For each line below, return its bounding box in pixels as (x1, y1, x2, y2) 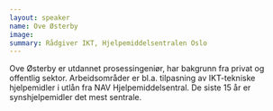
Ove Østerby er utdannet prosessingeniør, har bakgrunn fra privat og (9, 63, 265, 74)
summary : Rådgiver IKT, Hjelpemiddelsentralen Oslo (9, 38, 207, 48)
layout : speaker (9, 13, 70, 23)
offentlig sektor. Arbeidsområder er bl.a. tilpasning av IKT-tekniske (9, 73, 256, 84)
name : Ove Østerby (9, 22, 78, 31)
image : (9, 30, 34, 39)
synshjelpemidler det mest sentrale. (9, 92, 142, 103)
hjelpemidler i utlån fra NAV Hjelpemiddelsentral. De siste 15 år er (9, 82, 251, 93)
